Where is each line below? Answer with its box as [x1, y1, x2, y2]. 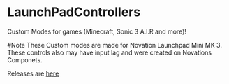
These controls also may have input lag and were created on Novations [7, 48, 212, 57]
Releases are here [7, 69, 59, 78]
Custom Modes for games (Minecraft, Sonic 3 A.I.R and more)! [7, 27, 187, 36]
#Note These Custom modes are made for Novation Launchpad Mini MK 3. [7, 41, 222, 49]
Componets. [7, 55, 43, 64]
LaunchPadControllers [7, 4, 141, 20]
